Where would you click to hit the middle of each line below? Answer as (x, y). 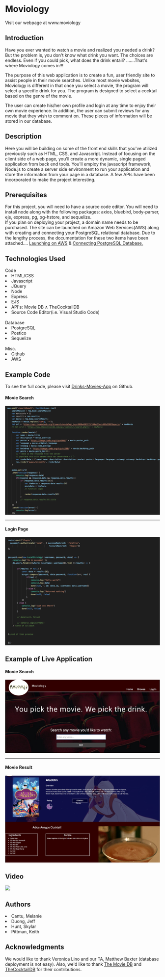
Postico (19, 333)
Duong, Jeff (23, 922)
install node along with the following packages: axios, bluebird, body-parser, (82, 212)
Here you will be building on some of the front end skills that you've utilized (81, 148)
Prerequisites (26, 195)
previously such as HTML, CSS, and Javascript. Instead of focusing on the (80, 154)
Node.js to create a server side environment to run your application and (77, 169)
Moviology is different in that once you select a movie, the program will (77, 85)
